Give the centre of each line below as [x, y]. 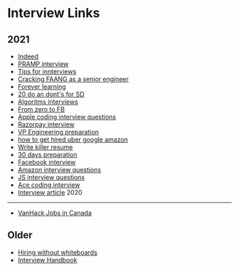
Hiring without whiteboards [57, 252]
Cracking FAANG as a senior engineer [73, 79]
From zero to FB [41, 109]
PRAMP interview [43, 64]
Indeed [28, 56]
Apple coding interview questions [67, 117]
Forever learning [42, 86]
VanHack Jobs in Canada [55, 213]
